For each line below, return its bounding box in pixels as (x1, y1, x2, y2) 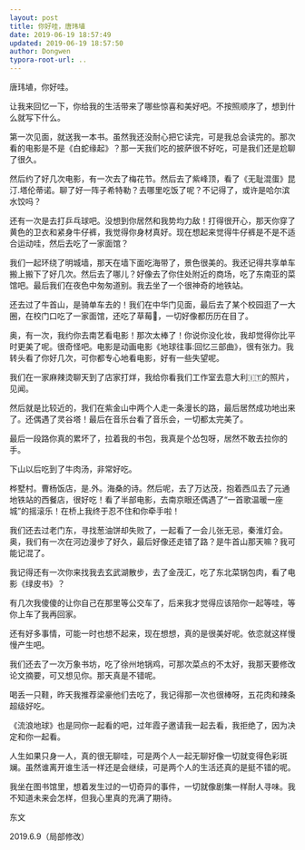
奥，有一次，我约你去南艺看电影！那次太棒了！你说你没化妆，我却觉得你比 (9, 330, 288, 340)
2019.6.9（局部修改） (9, 831, 89, 842)
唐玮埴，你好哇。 (9, 82, 74, 92)
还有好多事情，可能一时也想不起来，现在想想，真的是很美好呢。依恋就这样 (9, 628, 288, 639)
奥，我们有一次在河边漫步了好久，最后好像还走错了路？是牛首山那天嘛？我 (9, 536, 288, 547)
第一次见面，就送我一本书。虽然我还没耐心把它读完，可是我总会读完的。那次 (9, 132, 296, 142)
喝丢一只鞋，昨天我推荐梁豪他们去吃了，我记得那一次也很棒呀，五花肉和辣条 (9, 689, 296, 699)
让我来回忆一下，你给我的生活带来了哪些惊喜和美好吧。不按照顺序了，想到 (9, 101, 288, 112)
